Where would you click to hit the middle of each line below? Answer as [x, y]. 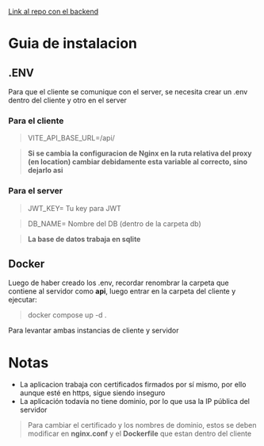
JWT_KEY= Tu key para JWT [74, 208]
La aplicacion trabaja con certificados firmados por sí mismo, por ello [133, 385]
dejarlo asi [45, 171]
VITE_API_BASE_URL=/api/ [71, 138]
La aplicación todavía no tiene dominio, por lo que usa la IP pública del [134, 402]
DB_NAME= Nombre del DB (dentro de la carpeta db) [115, 223]
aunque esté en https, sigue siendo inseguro [92, 393]
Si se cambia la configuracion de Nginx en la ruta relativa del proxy [140, 153]
